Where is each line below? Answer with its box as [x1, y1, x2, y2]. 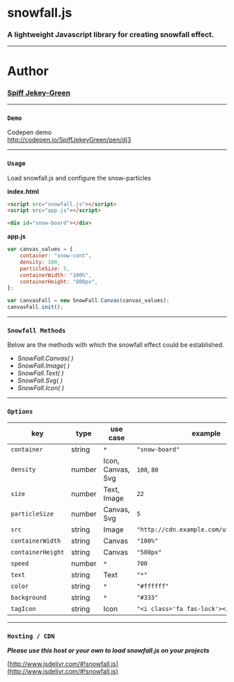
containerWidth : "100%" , [19, 272, 92, 279]
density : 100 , [19, 258, 61, 265]
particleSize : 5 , [19, 265, 70, 272]
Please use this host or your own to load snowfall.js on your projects [7, 646, 210, 654]
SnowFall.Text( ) [17, 369, 64, 378]
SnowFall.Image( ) [17, 362, 70, 370]
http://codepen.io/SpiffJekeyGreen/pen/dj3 [7, 136, 132, 144]
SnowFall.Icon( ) [17, 384, 65, 392]
